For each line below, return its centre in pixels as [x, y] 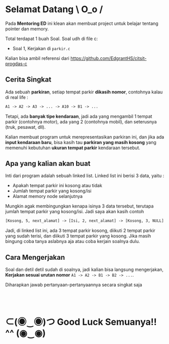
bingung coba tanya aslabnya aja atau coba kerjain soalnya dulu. [73, 242]
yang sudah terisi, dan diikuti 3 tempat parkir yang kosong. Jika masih [78, 236]
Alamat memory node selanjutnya [48, 196]
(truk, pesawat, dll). [26, 127]
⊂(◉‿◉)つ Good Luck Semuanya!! [81, 322]
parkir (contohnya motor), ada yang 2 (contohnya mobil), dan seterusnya [81, 122]
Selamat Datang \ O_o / [54, 9]
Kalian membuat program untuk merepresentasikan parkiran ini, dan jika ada [85, 137]
